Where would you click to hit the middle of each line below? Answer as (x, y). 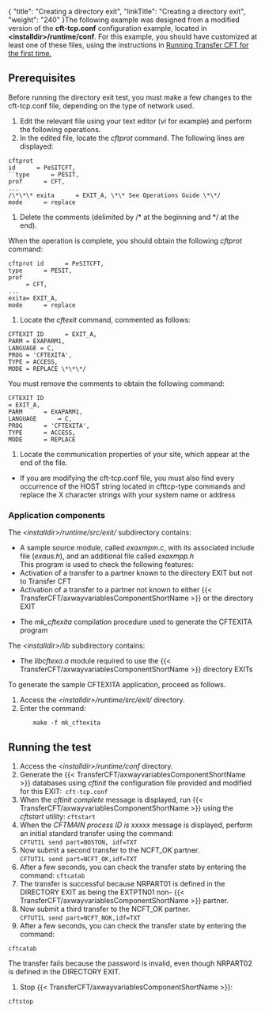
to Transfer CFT (45, 581)
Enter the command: (53, 709)
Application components (57, 515)
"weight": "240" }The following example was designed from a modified (124, 20)
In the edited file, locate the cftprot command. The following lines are (132, 138)
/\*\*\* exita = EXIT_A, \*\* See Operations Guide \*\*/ (115, 195)
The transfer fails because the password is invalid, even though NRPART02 (131, 963)
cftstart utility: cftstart (58, 816)
